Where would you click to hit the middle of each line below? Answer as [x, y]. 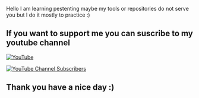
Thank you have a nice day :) [60, 88]
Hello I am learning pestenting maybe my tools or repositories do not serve [97, 9]
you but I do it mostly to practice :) [48, 15]
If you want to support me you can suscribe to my [99, 34]
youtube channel [38, 43]
